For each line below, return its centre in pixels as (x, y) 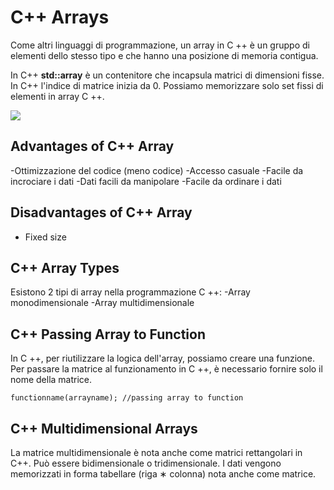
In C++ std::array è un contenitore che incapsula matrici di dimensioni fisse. (167, 75)
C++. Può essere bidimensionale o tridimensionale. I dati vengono (146, 463)
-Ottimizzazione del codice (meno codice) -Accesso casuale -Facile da (157, 170)
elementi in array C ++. (57, 96)
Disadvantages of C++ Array (101, 212)
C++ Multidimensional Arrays (104, 428)
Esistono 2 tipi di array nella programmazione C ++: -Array (130, 292)
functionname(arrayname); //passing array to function (127, 398)
